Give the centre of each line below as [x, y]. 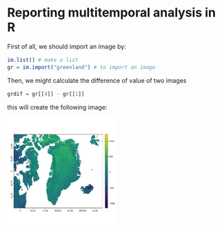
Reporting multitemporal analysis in [111, 13]
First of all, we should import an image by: [67, 46]
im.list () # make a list [43, 60]
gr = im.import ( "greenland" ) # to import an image [81, 67]
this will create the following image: [57, 107]
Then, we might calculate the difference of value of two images [97, 80]
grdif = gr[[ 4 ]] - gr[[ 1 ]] [46, 94]
